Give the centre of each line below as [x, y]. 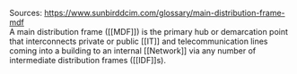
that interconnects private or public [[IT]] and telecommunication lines [139, 41]
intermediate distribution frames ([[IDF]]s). [87, 60]
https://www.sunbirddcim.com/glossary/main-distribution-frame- [165, 13]
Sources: [26, 13]
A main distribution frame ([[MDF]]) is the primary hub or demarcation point [149, 32]
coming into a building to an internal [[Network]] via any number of [133, 51]
